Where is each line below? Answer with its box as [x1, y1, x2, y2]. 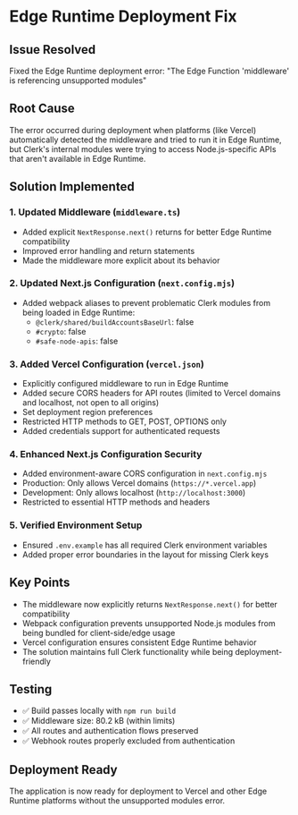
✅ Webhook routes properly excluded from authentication [21, 735, 236, 746]
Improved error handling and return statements [21, 245, 195, 256]
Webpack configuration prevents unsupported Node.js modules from [21, 617, 276, 628]
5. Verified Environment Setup [9, 519, 143, 531]
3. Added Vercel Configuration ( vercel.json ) [9, 358, 205, 370]
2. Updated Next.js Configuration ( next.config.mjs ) [9, 277, 235, 290]
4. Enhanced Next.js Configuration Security [9, 448, 203, 461]
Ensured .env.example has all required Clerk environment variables [21, 539, 268, 550]
